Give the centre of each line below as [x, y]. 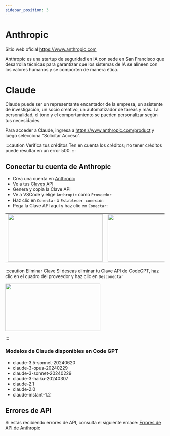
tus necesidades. [23, 120]
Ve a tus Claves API [33, 184]
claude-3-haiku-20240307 [40, 378]
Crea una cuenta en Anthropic [44, 179]
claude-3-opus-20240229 [40, 368]
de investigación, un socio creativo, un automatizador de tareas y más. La [82, 109]
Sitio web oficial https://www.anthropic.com [51, 49]
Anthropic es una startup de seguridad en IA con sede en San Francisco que [85, 59]
